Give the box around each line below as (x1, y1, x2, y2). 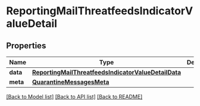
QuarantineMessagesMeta (32, 78, 110, 86)
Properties (6, 40, 46, 51)
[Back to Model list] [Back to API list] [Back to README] (6, 93, 143, 100)
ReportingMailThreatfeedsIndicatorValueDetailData (32, 68, 182, 76)
